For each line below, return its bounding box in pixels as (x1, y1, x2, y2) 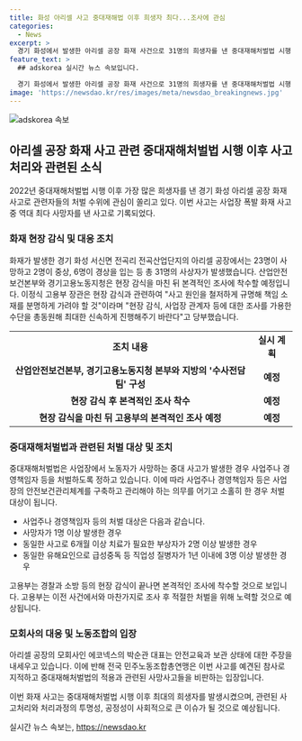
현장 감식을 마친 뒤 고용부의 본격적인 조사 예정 (39, 411, 222, 424)
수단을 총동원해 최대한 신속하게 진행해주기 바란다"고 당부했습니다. (9, 311, 239, 322)
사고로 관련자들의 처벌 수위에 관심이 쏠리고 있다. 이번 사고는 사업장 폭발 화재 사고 (9, 197, 292, 207)
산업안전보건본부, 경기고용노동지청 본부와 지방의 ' (14, 364, 213, 377)
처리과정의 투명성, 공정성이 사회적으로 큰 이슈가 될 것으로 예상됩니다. (40, 702, 280, 713)
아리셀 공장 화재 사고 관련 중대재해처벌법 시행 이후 (9, 143, 268, 159)
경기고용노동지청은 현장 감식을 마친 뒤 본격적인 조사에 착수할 (48, 277, 259, 288)
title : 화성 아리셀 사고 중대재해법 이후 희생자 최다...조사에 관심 (9, 13, 226, 23)
